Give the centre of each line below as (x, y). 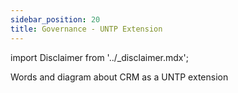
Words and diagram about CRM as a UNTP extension (119, 77)
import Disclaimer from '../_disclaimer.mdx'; (99, 57)
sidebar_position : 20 (55, 19)
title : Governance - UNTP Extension (86, 29)
